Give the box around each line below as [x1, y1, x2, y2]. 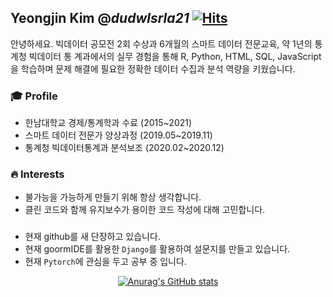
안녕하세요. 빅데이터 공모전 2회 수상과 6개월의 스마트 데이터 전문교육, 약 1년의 [10, 37, 313, 50]
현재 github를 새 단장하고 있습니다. [24, 231, 161, 243]
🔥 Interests [10, 167, 65, 181]
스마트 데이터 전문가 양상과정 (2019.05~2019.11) [24, 129, 213, 141]
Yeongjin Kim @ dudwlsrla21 [10, 10, 190, 27]
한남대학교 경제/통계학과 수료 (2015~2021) [24, 117, 193, 129]
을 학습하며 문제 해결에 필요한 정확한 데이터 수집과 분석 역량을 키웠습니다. [10, 62, 296, 75]
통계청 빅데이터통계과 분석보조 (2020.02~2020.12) [24, 142, 225, 154]
